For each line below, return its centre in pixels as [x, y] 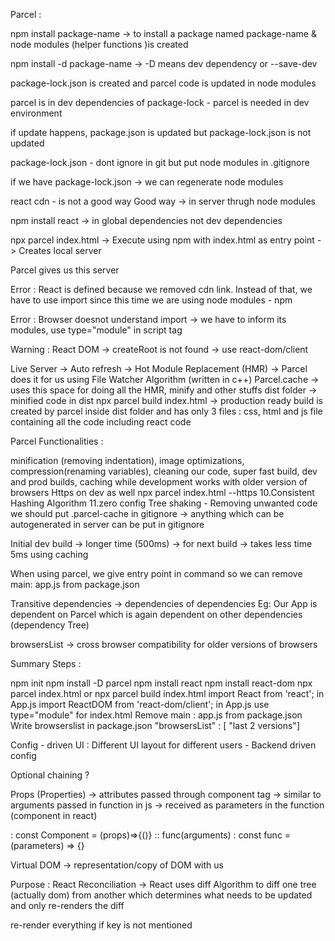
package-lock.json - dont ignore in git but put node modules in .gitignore [160, 162]
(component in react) [54, 815]
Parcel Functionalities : [57, 441]
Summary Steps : [46, 663]
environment [36, 113]
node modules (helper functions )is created [99, 44]
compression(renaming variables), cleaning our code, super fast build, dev [164, 471]
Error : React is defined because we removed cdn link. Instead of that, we [161, 289]
